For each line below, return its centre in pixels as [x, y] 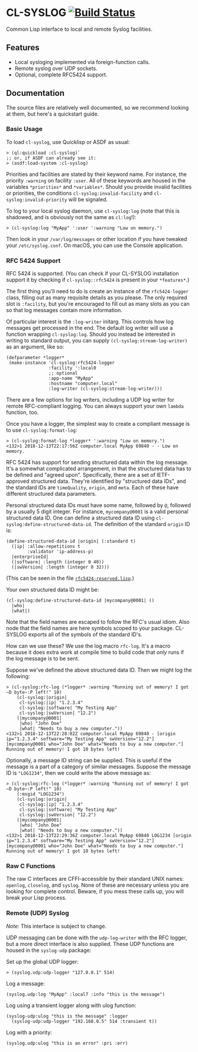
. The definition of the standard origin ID [140, 524]
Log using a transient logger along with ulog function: [71, 1005]
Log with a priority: [29, 1032]
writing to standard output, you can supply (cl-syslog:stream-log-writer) [97, 341]
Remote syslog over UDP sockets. [56, 68]
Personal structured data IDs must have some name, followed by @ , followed [98, 505]
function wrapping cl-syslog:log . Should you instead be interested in [91, 334]
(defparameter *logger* [35, 358]
